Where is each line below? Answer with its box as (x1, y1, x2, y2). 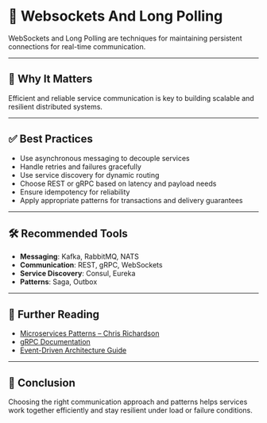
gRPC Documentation (19, 337, 91, 347)
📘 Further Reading (8, 307, 99, 321)
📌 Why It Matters (8, 72, 93, 86)
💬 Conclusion (8, 376, 75, 390)
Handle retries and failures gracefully (19, 162, 141, 171)
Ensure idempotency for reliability (19, 187, 130, 197)
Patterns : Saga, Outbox (19, 277, 98, 286)
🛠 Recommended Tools (8, 226, 129, 240)
